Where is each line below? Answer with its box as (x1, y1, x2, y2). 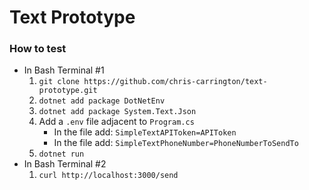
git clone (38, 77, 81, 87)
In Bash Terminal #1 (23, 64, 105, 76)
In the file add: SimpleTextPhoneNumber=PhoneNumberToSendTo (53, 137, 299, 149)
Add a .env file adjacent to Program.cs (38, 116, 195, 128)
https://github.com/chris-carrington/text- (83, 77, 268, 87)
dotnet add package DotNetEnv (38, 96, 166, 106)
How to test (9, 42, 67, 56)
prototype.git (38, 86, 98, 96)
